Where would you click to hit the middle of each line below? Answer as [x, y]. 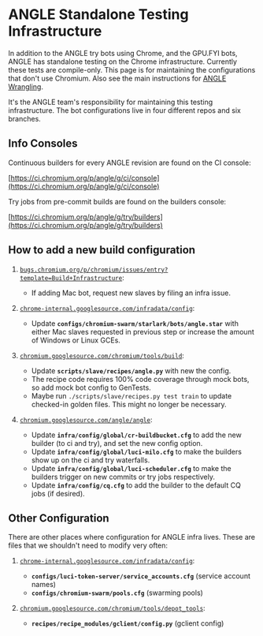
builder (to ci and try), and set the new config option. [117, 443]
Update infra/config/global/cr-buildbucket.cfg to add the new [136, 435]
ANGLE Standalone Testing [98, 15]
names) [44, 585]
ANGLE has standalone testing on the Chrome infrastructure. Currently [123, 62]
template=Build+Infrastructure [71, 278]
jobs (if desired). [58, 493]
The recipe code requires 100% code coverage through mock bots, [140, 379]
